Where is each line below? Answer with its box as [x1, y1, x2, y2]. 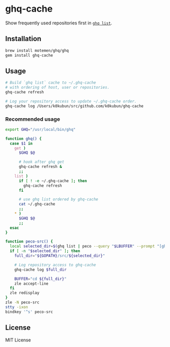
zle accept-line [14, 281, 49, 286]
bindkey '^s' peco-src [5, 309, 53, 315]
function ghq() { [5, 136, 42, 141]
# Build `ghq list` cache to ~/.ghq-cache [5, 80, 96, 85]
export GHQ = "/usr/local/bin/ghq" [5, 127, 76, 132]
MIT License [5, 337, 31, 343]
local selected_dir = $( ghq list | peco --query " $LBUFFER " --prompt [10, 244, 155, 249]
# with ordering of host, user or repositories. [5, 85, 110, 90]
